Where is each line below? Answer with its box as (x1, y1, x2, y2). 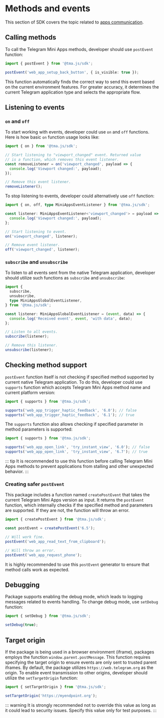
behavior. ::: (5, 468, 29, 475)
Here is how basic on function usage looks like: (5, 134, 99, 140)
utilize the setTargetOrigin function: (5, 675, 78, 681)
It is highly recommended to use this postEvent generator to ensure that (5, 561, 149, 567)
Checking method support (5, 361, 87, 370)
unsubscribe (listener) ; (5, 347, 54, 352)
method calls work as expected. (5, 566, 70, 573)
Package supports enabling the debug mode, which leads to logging (5, 594, 143, 600)
